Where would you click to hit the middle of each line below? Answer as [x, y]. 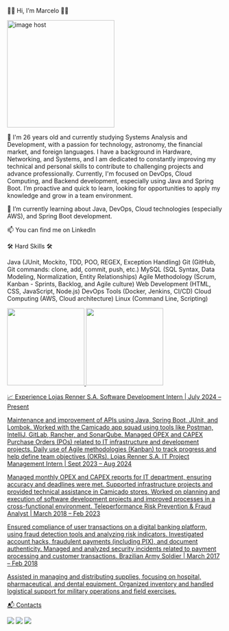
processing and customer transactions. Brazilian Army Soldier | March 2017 [113, 556]
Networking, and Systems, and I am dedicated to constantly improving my [111, 159]
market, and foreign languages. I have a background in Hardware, [100, 152]
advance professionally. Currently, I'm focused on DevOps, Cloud [99, 174]
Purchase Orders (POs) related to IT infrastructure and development [103, 442]
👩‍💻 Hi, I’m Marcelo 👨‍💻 [38, 11]
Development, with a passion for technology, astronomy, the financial [105, 145]
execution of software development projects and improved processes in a [111, 499]
